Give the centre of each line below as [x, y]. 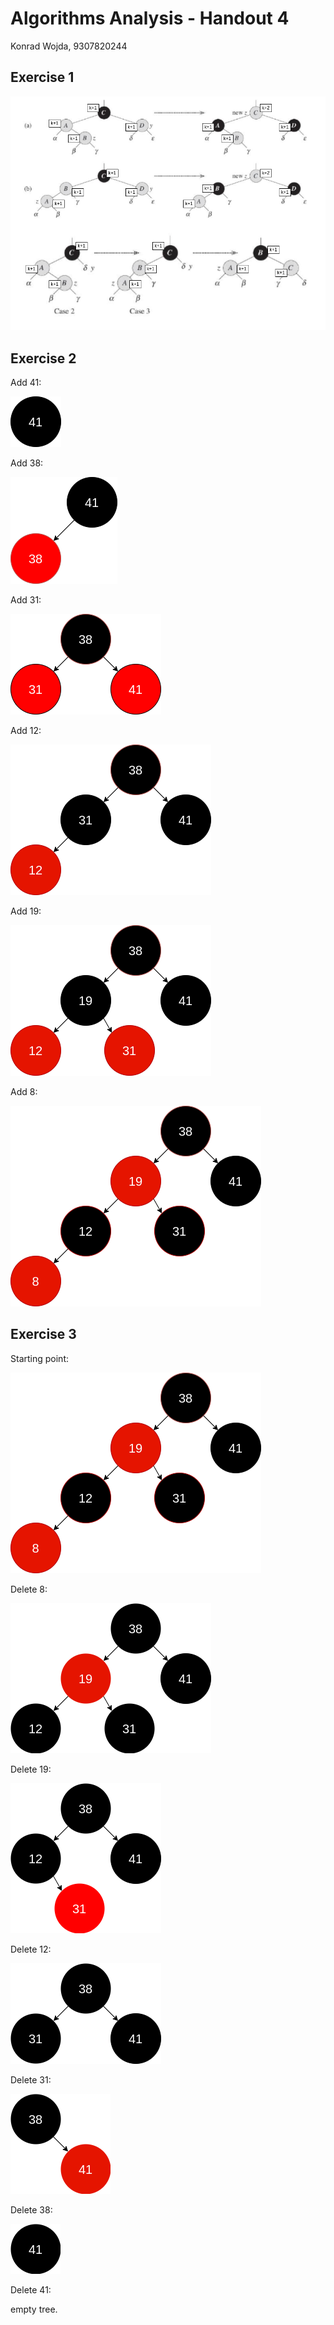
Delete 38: [31, 2209]
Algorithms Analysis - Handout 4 [150, 18]
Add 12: [26, 731]
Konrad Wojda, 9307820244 [69, 46]
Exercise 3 [43, 1334]
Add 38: [27, 463]
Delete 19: [31, 1769]
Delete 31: [31, 2079]
